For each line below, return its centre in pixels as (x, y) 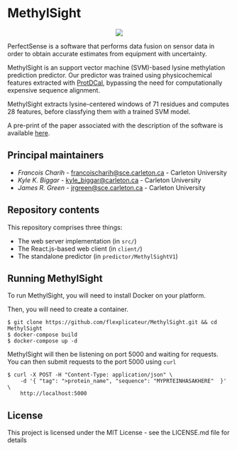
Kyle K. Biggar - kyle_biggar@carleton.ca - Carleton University (109, 180)
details (17, 440)
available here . (29, 132)
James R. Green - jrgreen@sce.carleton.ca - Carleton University (111, 187)
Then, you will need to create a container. (68, 309)
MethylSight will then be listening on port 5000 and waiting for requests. (113, 355)
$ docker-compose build (43, 335)
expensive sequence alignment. (54, 90)
